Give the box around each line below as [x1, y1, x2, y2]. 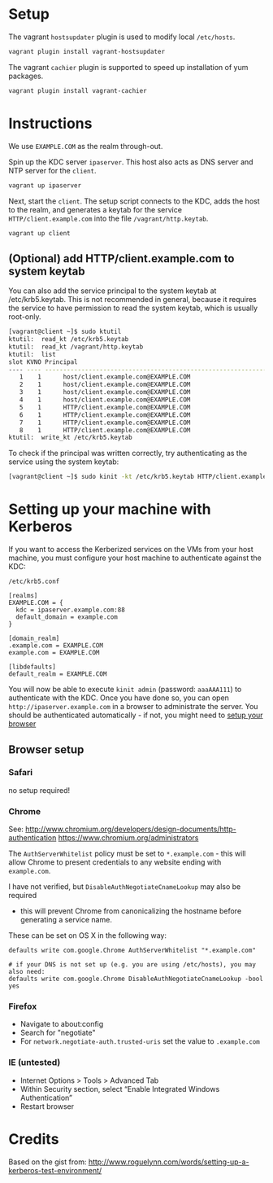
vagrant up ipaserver [8, 181, 82, 190]
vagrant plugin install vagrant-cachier [8, 86, 148, 94]
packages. [8, 71, 44, 81]
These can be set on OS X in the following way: [8, 931, 167, 940]
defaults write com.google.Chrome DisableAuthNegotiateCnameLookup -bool [8, 975, 264, 984]
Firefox [8, 1001, 37, 1012]
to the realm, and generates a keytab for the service [8, 204, 183, 214]
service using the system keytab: [8, 457, 119, 467]
